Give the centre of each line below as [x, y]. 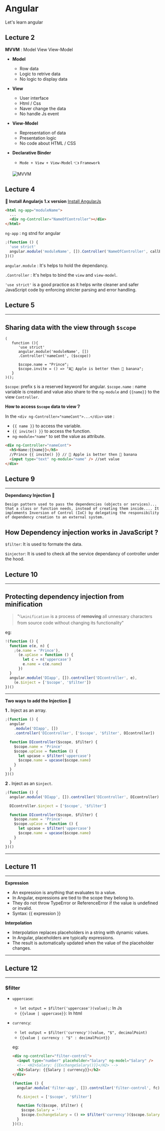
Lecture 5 [20, 305]
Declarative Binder [32, 152]
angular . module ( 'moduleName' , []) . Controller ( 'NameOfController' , [79, 251]
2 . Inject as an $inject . [29, 783]
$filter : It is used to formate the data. [44, 544]
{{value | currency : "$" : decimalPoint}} [65, 1038]
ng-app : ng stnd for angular [33, 233]
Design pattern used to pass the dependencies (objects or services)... [81, 504]
